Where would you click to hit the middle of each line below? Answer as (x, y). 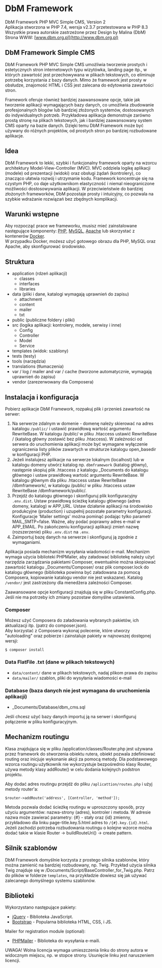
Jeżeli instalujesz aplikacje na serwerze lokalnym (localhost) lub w (78, 459)
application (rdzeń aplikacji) (40, 274)
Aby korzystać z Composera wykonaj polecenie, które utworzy (67, 631)
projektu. (14, 774)
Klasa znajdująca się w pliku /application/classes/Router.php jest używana (79, 748)
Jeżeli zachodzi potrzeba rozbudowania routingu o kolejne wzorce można (79, 828)
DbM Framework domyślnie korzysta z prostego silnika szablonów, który (77, 860)
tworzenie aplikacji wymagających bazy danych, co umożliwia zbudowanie (80, 104)
